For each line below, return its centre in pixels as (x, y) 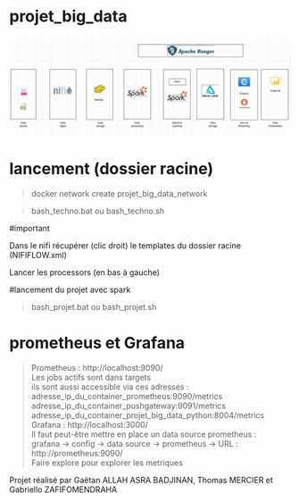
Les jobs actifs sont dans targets (91, 377)
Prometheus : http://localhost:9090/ (97, 367)
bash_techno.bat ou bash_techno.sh (98, 211)
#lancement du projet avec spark (70, 290)
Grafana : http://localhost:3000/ (90, 424)
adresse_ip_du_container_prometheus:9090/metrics (127, 396)
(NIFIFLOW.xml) (38, 255)
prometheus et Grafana (97, 343)
